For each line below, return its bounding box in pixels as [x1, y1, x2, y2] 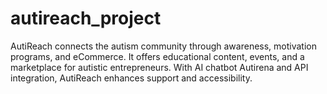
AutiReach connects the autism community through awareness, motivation [10, 40, 317, 52]
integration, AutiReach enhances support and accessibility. [10, 72, 253, 84]
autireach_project [10, 7, 162, 30]
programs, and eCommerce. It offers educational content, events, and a [10, 50, 305, 62]
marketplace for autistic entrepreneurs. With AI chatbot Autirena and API [10, 61, 309, 73]
